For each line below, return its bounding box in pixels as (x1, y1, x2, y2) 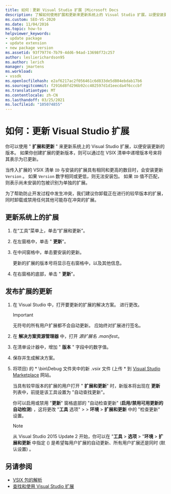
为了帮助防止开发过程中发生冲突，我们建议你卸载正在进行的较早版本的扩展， (5, 190, 166, 196)
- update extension (5, 41, 47, 46)
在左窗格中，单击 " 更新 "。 (12, 238, 69, 244)
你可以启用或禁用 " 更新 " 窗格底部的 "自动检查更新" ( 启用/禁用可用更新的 (12, 400, 164, 406)
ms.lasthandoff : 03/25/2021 (5, 97, 65, 102)
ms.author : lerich (5, 60, 44, 65)
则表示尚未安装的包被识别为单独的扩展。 (5, 180, 90, 186)
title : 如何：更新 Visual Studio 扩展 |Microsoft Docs (5, 7, 119, 13)
